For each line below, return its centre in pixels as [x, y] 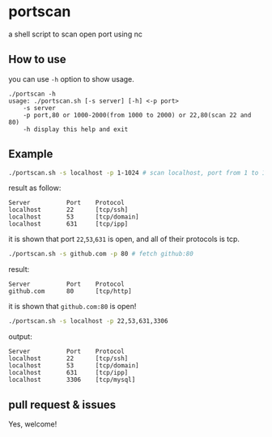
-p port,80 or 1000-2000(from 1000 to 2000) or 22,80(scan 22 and [137, 115]
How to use [37, 59]
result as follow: [35, 188]
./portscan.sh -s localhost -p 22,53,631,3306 [88, 321]
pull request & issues [62, 404]
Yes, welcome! [33, 424]
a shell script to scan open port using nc [76, 34]
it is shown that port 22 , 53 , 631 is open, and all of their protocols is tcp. [124, 239]
